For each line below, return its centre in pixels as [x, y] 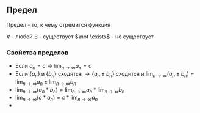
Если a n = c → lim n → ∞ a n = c [53, 67]
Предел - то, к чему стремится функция [59, 24]
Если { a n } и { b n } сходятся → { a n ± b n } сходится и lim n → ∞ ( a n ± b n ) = [105, 74]
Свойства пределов [37, 53]
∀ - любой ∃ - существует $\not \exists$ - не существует [80, 37]
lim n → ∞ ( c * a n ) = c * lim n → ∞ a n [56, 98]
